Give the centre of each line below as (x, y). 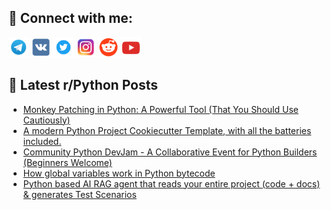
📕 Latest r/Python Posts (83, 85)
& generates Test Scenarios (79, 194)
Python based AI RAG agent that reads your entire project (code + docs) (171, 183)
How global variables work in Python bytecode (119, 173)
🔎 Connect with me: (70, 18)
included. (42, 141)
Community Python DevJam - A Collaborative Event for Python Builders (170, 152)
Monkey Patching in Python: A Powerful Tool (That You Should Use (160, 109)
